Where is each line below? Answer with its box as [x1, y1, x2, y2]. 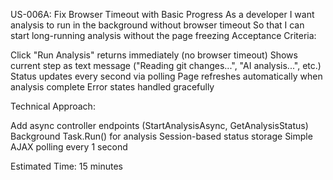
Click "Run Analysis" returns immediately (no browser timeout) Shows [10, 49, 298, 61]
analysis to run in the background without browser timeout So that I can [10, 19, 305, 31]
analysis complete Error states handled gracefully [10, 81, 215, 93]
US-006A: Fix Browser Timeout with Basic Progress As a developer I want [10, 9, 315, 20]
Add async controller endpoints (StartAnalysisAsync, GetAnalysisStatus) [10, 120, 309, 131]
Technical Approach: [10, 100, 96, 112]
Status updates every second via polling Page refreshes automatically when [10, 70, 323, 82]
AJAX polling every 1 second [10, 141, 128, 153]
